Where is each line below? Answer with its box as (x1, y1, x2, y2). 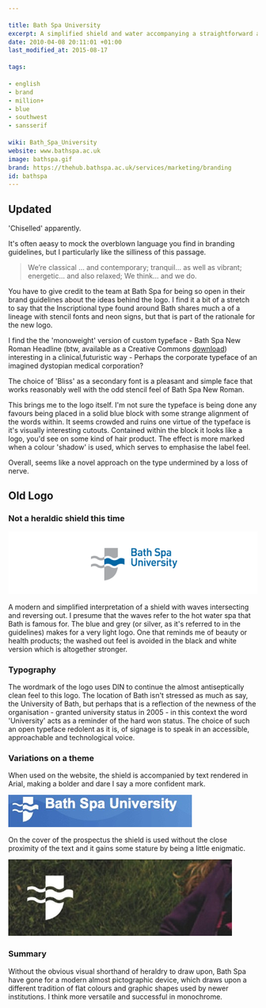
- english (8, 79, 41, 87)
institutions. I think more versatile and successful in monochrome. (8, 991, 223, 1001)
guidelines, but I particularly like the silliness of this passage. (8, 247, 207, 257)
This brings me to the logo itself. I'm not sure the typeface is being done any (8, 400, 257, 410)
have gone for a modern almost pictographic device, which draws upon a (8, 975, 247, 984)
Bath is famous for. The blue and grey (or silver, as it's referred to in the (8, 619, 241, 628)
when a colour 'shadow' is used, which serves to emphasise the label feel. (8, 442, 251, 452)
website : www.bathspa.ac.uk (8, 147, 101, 155)
